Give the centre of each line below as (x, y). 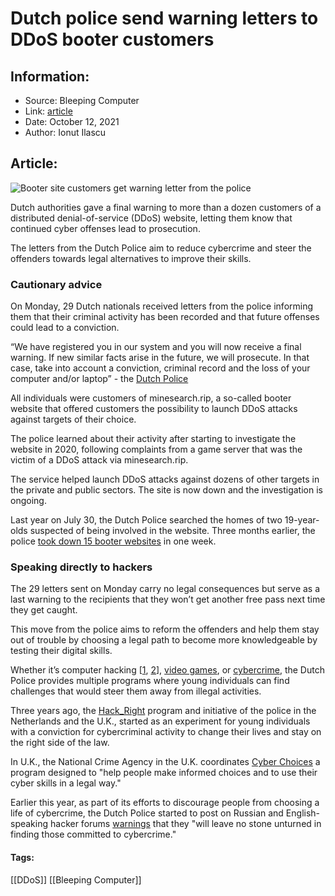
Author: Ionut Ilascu (65, 132)
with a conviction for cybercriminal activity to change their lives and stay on (166, 732)
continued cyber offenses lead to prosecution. (105, 228)
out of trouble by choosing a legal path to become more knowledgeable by (164, 640)
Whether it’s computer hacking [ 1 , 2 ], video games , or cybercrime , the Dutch (167, 670)
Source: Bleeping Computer (82, 100)
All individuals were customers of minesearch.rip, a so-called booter (151, 398)
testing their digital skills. (61, 651)
